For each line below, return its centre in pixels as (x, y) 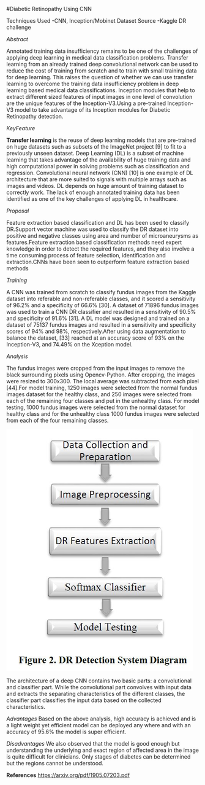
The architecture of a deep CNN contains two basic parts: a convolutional (99, 681)
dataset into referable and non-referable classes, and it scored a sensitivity (101, 299)
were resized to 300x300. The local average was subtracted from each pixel (102, 381)
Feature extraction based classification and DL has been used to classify (98, 223)
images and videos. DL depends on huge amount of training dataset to (95, 186)
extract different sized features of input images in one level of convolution (99, 97)
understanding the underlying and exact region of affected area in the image (102, 750)
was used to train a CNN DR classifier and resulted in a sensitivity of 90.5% (101, 312)
